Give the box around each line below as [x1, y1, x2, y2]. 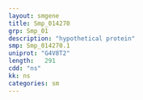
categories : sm [8, 79, 60, 87]
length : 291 [8, 57, 57, 65]
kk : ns [8, 72, 31, 80]
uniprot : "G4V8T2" [8, 49, 70, 57]
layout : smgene [8, 11, 60, 20]
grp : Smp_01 [8, 27, 48, 35]
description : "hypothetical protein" [8, 34, 136, 43]
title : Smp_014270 [8, 19, 70, 27]
